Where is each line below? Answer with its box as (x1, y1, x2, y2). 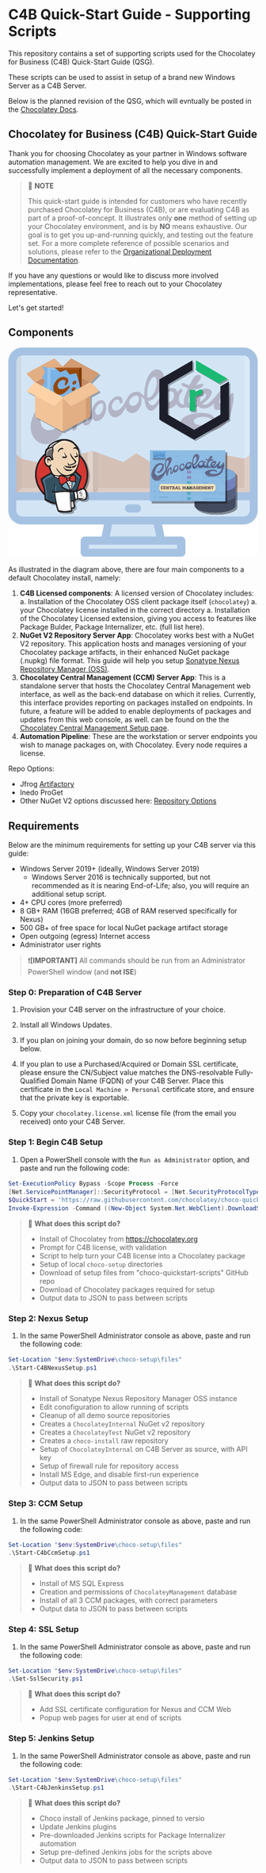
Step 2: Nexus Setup (8, 1313, 89, 1324)
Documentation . (27, 255, 81, 265)
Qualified (19, 1076, 50, 1086)
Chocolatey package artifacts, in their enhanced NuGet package (19, 648, 230, 657)
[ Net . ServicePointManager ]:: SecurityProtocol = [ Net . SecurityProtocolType (8, 1188, 260, 1196)
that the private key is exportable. (19, 1093, 129, 1103)
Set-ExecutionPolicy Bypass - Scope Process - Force (8, 1179, 179, 1187)
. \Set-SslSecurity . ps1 (8, 1675, 83, 1683)
